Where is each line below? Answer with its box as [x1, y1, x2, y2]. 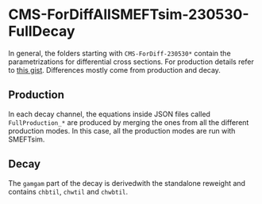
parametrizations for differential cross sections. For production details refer [8, 57, 254, 66]
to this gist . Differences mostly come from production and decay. [8, 65, 221, 74]
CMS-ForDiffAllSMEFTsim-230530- [8, 6, 249, 24]
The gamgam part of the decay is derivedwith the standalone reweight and [8, 178, 246, 187]
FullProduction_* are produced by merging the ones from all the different [8, 117, 249, 127]
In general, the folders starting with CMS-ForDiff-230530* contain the [8, 48, 232, 58]
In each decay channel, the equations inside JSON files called [8, 109, 210, 119]
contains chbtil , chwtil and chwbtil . [8, 187, 129, 196]
